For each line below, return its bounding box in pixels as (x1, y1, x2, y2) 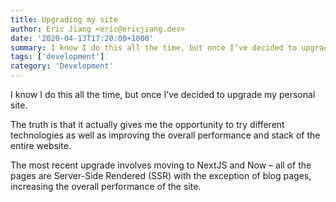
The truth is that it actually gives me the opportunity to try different (10, 119, 285, 130)
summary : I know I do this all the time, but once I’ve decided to (10, 42, 298, 53)
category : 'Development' (10, 61, 114, 71)
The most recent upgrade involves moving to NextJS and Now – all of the (10, 159, 312, 171)
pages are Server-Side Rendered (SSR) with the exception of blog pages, (10, 170, 312, 181)
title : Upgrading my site (10, 14, 118, 25)
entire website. (10, 140, 72, 151)
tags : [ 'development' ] (10, 52, 105, 62)
